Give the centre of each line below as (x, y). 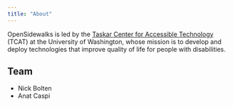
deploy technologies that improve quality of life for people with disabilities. (116, 49)
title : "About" (30, 14)
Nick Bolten (35, 89)
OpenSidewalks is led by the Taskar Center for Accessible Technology (110, 34)
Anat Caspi (34, 96)
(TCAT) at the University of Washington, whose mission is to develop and (115, 41)
